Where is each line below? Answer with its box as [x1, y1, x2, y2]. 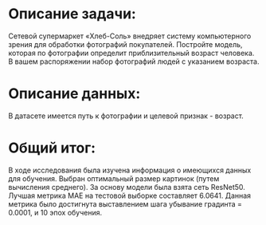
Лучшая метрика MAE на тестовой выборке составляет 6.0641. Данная [8, 191, 252, 200]
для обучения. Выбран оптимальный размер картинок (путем [8, 173, 220, 184]
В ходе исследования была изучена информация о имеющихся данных [8, 165, 252, 175]
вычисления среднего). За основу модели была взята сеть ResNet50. [8, 182, 245, 191]
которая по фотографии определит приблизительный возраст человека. [8, 48, 255, 57]
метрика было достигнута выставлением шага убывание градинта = [8, 199, 243, 208]
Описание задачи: [8, 5, 137, 23]
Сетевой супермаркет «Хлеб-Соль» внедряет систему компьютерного [8, 31, 252, 41]
